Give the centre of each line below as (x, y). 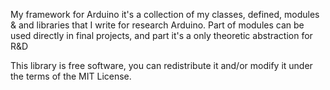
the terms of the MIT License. (71, 76)
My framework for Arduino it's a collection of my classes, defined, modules (165, 14)
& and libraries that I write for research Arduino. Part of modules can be (157, 25)
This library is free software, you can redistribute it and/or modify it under (161, 65)
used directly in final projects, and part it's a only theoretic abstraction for (161, 35)
